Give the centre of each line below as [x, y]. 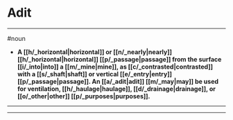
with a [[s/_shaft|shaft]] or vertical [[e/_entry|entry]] [94, 74]
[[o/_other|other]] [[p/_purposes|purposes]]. [84, 96]
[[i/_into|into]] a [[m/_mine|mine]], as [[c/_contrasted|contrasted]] [115, 67]
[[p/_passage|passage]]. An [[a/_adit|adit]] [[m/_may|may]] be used [118, 81]
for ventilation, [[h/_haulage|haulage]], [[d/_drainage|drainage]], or [116, 89]
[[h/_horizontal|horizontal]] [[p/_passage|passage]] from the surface [119, 59]
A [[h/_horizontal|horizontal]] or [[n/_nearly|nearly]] [94, 52]
